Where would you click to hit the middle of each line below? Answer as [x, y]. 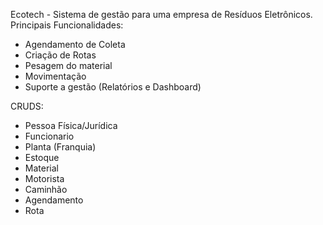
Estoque [42, 157]
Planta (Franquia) [60, 147]
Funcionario [49, 136]
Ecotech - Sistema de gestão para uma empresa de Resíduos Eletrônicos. [161, 14]
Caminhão [46, 189]
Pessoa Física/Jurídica [71, 125]
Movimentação [55, 76]
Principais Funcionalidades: [67, 25]
